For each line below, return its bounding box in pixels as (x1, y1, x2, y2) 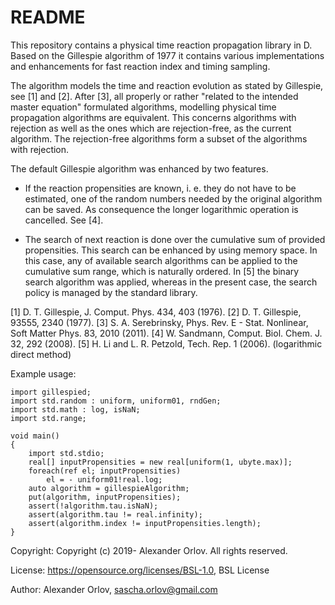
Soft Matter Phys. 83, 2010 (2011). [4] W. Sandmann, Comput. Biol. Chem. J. (10, 327, 323, 339)
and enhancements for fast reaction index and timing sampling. (10, 60, 271, 72)
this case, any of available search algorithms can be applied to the (24, 254, 298, 266)
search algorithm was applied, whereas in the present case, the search (24, 276, 318, 288)
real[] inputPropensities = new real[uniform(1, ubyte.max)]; (28, 457, 293, 467)
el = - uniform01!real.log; (46, 474, 163, 485)
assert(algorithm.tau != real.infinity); (28, 509, 203, 520)
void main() (10, 431, 60, 441)
